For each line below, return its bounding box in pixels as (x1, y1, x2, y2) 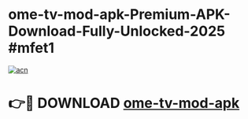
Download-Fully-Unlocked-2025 (8, 22, 226, 40)
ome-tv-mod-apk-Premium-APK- (8, 6, 231, 24)
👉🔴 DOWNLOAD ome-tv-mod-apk (8, 95, 240, 112)
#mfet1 (8, 39, 55, 57)
